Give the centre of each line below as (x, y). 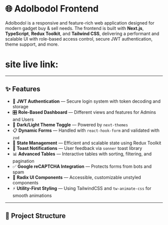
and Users (23, 119)
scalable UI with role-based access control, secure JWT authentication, (79, 39)
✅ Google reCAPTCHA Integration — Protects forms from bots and (82, 166)
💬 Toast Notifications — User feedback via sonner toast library (77, 148)
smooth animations (32, 195)
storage (20, 106)
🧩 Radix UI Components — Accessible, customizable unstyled (77, 177)
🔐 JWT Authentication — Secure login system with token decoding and (86, 101)
